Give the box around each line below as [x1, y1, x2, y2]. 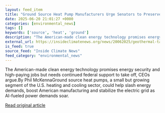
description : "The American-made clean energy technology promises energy [5, 35, 162, 40]
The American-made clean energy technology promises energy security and [5, 67, 160, 73]
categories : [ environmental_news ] [5, 21, 76, 26]
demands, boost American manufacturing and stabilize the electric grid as [5, 87, 155, 94]
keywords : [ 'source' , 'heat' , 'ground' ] [5, 30, 89, 35]
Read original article [5, 102, 46, 109]
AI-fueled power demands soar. [5, 93, 70, 99]
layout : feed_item [5, 7, 43, 12]
